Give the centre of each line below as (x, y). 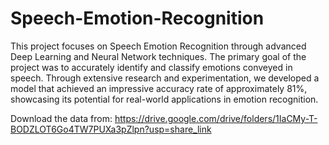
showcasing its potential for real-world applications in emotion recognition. (164, 99)
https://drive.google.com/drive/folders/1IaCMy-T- (216, 118)
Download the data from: (61, 118)
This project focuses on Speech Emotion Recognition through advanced (158, 46)
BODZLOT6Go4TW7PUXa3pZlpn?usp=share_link (111, 129)
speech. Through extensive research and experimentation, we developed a (165, 78)
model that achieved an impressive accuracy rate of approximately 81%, (159, 88)
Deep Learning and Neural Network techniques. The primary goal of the (158, 56)
